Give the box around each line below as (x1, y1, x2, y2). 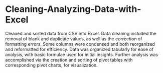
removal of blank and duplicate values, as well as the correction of (5, 36, 142, 42)
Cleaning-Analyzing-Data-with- (5, 3, 141, 15)
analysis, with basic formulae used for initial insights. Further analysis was (5, 51, 158, 58)
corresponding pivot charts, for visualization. (5, 62, 98, 68)
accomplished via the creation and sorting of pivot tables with (5, 57, 133, 63)
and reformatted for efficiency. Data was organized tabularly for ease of (5, 46, 154, 52)
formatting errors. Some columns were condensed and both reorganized (5, 41, 155, 47)
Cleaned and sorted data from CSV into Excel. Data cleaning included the (5, 30, 156, 36)
